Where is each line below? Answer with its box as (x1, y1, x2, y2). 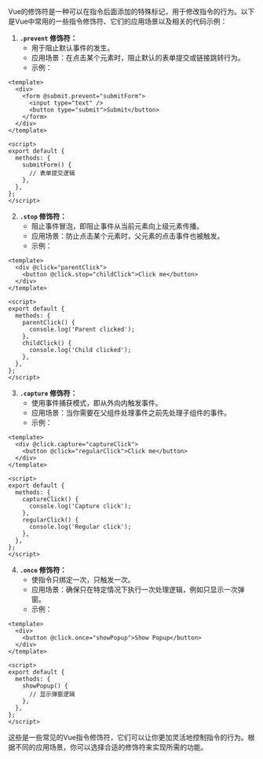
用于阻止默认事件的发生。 (31, 43, 115, 53)
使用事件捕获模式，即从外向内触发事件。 (31, 398, 163, 407)
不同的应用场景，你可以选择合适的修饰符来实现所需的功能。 (14, 742, 208, 752)
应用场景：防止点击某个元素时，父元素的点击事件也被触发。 (31, 231, 225, 240)
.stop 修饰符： (19, 211, 67, 221)
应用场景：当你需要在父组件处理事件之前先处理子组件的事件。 (31, 408, 232, 417)
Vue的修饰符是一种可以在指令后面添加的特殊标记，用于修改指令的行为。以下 (8, 7, 255, 16)
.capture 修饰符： (19, 388, 78, 398)
